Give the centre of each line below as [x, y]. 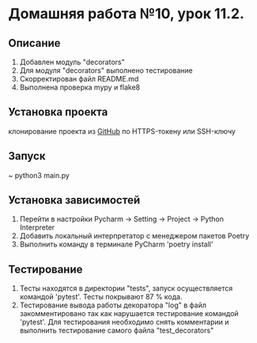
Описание [34, 43]
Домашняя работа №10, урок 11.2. [127, 14]
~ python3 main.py [39, 175]
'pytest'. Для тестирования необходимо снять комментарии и [124, 322]
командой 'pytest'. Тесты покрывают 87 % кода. [101, 297]
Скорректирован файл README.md [79, 79]
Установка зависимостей [74, 200]
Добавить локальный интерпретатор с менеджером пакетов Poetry [134, 236]
